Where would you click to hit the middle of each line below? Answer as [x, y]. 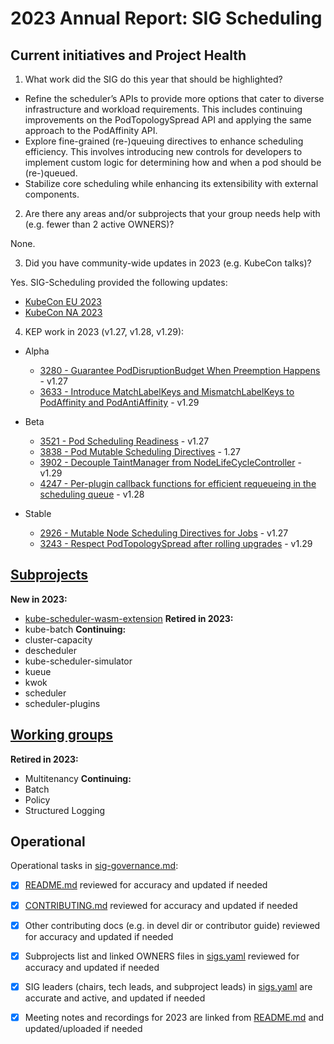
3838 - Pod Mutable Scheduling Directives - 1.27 [140, 451]
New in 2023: [39, 599]
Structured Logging [65, 810]
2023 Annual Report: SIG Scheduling [166, 18]
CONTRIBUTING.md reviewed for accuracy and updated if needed [161, 905]
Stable [38, 513]
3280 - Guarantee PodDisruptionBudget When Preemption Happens [180, 370]
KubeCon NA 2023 [63, 312]
